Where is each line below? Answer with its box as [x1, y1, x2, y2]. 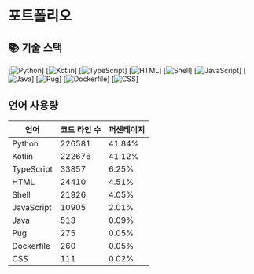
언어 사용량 [8, 99, 59, 113]
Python [12, 138, 39, 149]
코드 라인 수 [60, 124, 101, 135]
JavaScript [12, 202, 53, 213]
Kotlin [12, 150, 34, 161]
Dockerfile [12, 240, 51, 251]
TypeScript [12, 163, 53, 174]
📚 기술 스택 [8, 41, 63, 54]
